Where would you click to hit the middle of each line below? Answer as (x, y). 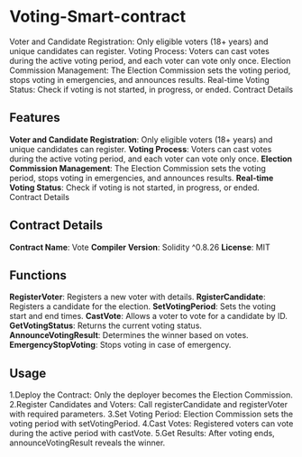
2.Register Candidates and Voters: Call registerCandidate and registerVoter (149, 405)
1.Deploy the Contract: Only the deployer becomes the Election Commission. (151, 395)
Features (35, 118)
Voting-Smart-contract (98, 17)
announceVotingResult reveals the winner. (87, 443)
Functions (38, 275)
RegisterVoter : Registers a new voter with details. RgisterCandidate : (137, 297)
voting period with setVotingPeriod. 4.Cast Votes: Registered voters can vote (151, 424)
